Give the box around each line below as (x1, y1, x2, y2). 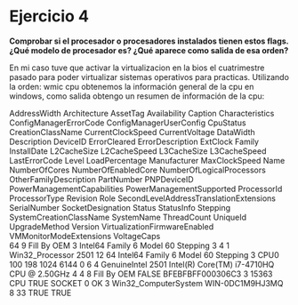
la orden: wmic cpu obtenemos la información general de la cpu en (9, 81, 254, 92)
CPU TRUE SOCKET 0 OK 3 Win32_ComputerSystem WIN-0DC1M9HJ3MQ (9, 277, 284, 288)
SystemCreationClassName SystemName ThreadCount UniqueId (9, 212, 247, 222)
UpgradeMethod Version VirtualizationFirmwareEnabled (9, 221, 214, 232)
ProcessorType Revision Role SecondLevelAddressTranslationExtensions (9, 193, 276, 204)
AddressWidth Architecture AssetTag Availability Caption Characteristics (9, 108, 275, 118)
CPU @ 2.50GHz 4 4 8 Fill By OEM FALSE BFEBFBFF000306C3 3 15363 (9, 269, 273, 279)
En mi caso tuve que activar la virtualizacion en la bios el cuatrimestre (9, 62, 265, 73)
